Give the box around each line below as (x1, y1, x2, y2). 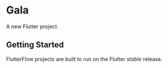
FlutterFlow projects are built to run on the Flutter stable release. (6, 55, 163, 62)
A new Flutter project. (6, 23, 59, 30)
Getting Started (6, 40, 64, 50)
